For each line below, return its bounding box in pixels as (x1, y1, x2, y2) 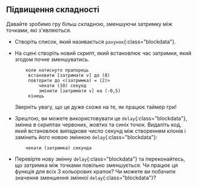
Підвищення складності (6, 5, 100, 15)
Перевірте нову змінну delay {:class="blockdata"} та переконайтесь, (14, 155, 186, 162)
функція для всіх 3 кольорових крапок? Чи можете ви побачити (14, 168, 176, 175)
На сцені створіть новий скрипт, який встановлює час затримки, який (14, 50, 192, 57)
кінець (28, 93, 44, 99)
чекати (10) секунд (38, 83, 87, 88)
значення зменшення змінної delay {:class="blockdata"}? (14, 174, 156, 181)
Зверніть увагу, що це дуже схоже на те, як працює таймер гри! (14, 103, 177, 110)
